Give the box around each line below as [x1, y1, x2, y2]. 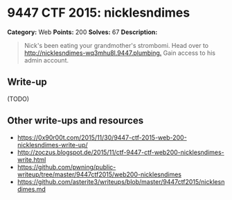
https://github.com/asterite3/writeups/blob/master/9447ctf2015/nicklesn [17, 177, 225, 185]
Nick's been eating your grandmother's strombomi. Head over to [24, 41, 209, 49]
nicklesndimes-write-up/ [17, 140, 88, 149]
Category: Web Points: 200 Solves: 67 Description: [7, 28, 158, 36]
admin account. [24, 56, 69, 64]
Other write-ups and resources [7, 115, 144, 126]
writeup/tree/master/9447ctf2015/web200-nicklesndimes [17, 170, 182, 178]
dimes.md [17, 185, 46, 193]
